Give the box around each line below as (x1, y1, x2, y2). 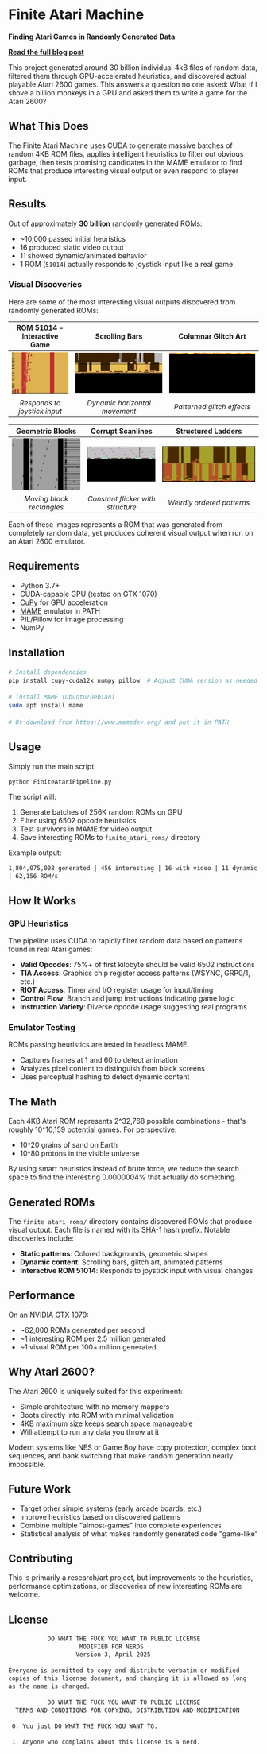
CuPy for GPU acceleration (19, 598, 109, 607)
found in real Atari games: (8, 944, 93, 954)
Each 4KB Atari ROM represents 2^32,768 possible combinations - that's (8, 1117, 246, 1126)
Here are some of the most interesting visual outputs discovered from (8, 296, 236, 307)
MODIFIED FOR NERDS (79, 1643, 145, 1651)
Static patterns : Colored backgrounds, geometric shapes (19, 1249, 208, 1259)
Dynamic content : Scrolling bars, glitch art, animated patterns (19, 1257, 224, 1267)
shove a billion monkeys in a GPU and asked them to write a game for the (8, 87, 248, 97)
